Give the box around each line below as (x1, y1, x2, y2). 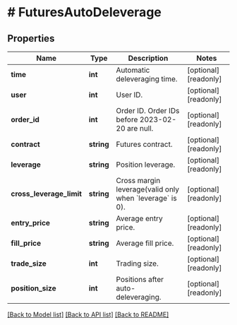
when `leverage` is (116, 194, 178, 203)
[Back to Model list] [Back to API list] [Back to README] (7, 310, 169, 319)
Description (128, 54, 169, 63)
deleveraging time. (116, 74, 178, 83)
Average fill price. (116, 238, 174, 248)
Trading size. (116, 259, 159, 268)
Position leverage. (116, 160, 176, 170)
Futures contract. (116, 139, 173, 149)
